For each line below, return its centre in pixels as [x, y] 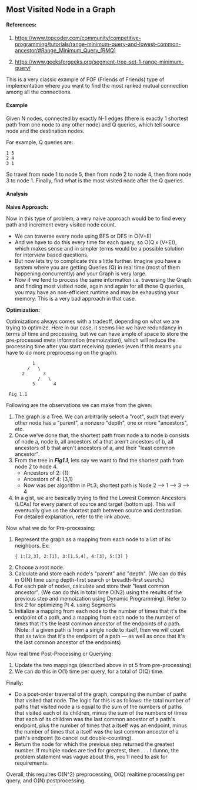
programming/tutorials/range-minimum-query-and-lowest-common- [98, 44]
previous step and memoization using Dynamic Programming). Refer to [100, 599]
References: [21, 24]
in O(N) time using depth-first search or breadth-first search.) [89, 580]
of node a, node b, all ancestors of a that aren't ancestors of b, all [94, 441]
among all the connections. [39, 92]
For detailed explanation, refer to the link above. [72, 516]
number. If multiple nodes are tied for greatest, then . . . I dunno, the [97, 750]
